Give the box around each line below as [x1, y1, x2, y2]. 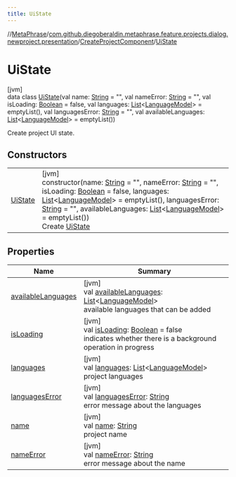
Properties [7, 246, 55, 257]
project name [83, 430, 128, 440]
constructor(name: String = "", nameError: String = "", [41, 177, 219, 187]
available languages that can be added [83, 305, 211, 314]
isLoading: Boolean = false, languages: [41, 186, 170, 196]
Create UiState [41, 222, 91, 231]
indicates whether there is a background [83, 333, 217, 343]
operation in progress [83, 343, 155, 352]
